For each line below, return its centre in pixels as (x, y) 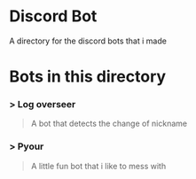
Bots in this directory (88, 77)
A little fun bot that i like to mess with (98, 166)
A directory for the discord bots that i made (88, 41)
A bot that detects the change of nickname (109, 124)
